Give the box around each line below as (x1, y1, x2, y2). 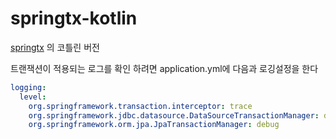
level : (19, 92, 47, 102)
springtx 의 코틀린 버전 (10, 41, 100, 53)
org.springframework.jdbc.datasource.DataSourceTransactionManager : (28, 110, 320, 121)
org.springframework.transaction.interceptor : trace (28, 101, 253, 111)
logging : (10, 82, 47, 92)
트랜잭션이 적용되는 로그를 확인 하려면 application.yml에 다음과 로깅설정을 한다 (10, 62, 319, 74)
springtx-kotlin (10, 7, 138, 30)
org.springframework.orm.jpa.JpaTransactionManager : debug (28, 120, 280, 130)
